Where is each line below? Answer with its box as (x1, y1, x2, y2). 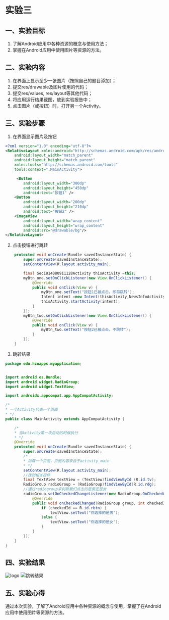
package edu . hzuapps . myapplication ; (5, 361, 82, 366)
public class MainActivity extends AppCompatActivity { (5, 416, 125, 421)
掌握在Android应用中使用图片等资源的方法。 (12, 47, 104, 53)
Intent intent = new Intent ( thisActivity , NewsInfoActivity (41, 294, 165, 300)
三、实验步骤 (5, 119, 45, 128)
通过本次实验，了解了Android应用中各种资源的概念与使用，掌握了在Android (5, 603, 161, 609)
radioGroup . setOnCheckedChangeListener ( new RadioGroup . (23, 491, 143, 496)
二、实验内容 (5, 63, 45, 72)
